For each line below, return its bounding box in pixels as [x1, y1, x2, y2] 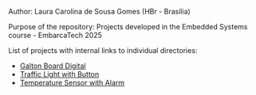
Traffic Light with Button [19, 70, 100, 78]
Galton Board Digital [19, 61, 86, 70]
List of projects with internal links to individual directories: [8, 46, 198, 55]
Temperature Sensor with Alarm [19, 78, 125, 87]
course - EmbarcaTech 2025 [8, 31, 102, 40]
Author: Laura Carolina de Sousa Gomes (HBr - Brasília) [8, 7, 191, 16]
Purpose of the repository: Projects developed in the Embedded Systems [8, 22, 248, 31]
